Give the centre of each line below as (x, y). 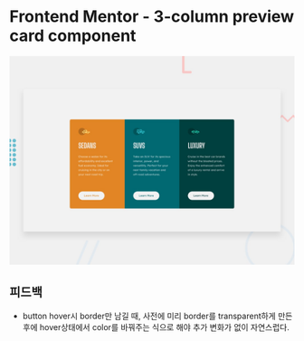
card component (73, 36)
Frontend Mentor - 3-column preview (152, 17)
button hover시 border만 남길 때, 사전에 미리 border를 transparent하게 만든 (157, 316)
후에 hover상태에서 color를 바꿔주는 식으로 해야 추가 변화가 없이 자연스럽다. (156, 327)
